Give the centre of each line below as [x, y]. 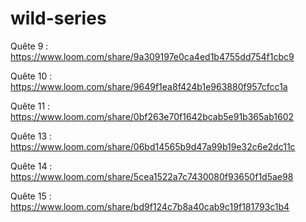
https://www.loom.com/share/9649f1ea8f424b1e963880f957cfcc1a [149, 86]
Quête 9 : [29, 46]
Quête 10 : [31, 76]
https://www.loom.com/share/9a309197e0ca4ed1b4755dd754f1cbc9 [152, 56]
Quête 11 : [30, 106]
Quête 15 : [31, 196]
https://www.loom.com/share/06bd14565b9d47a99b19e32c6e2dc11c [153, 146]
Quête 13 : [31, 136]
